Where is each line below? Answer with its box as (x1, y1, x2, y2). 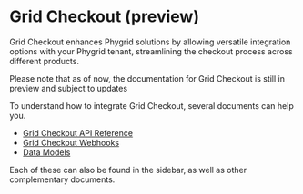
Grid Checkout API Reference (22, 127, 134, 138)
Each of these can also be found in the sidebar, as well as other (9, 164, 247, 175)
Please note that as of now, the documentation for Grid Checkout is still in (9, 73, 285, 83)
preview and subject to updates (9, 82, 128, 93)
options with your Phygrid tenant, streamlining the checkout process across (9, 45, 293, 56)
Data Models (22, 147, 71, 158)
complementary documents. (9, 174, 116, 185)
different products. (9, 55, 80, 66)
